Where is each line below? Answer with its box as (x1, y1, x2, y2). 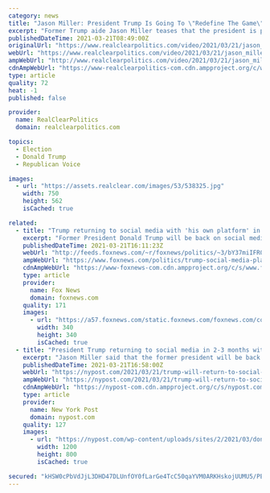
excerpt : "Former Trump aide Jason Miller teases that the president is (8, 26, 257, 35)
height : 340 (37, 331, 78, 339)
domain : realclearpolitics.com (15, 124, 121, 132)
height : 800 (37, 450, 78, 458)
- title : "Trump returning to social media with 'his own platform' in (15, 226, 261, 234)
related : (8, 218, 38, 227)
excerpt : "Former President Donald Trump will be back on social (22, 234, 247, 242)
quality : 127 (22, 421, 67, 429)
